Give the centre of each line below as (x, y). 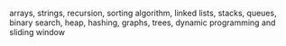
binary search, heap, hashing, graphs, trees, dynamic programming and (143, 23)
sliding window (37, 32)
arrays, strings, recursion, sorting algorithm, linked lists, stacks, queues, (143, 13)
